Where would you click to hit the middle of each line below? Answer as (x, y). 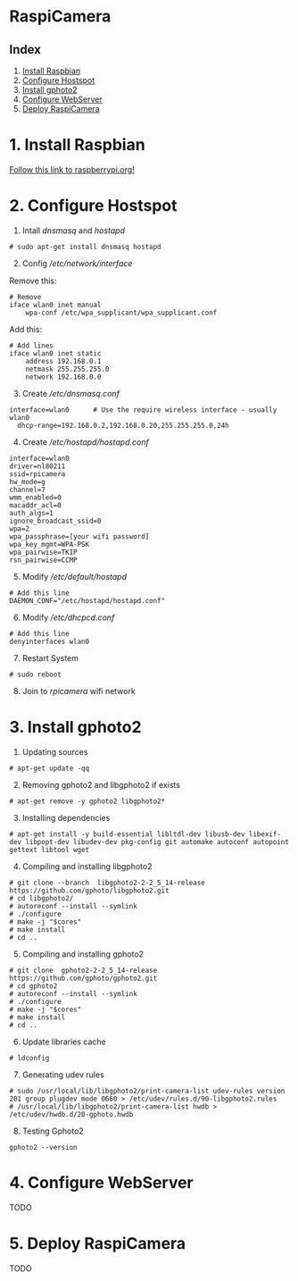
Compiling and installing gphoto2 (83, 954)
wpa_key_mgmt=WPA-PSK (50, 544)
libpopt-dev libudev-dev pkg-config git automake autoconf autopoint (157, 841)
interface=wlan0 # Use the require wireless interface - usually (143, 410)
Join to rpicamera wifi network (79, 691)
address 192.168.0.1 (63, 361)
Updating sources (55, 751)
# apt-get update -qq (50, 768)
